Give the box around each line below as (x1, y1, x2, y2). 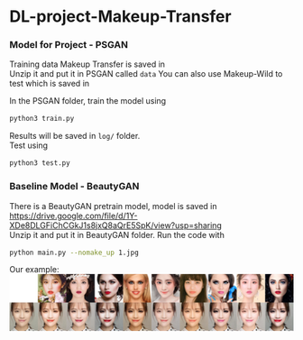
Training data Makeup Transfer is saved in (9, 59, 165, 69)
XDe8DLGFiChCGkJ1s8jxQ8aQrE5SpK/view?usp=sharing (9, 219, 223, 231)
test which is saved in (9, 78, 90, 89)
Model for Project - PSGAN (9, 39, 129, 51)
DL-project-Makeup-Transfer (9, 6, 232, 27)
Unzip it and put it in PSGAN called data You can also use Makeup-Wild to (9, 69, 283, 79)
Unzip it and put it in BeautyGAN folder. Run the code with (9, 229, 225, 240)
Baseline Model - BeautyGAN (9, 180, 140, 193)
